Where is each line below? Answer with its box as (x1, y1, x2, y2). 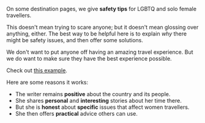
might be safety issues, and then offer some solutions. (6, 37, 144, 43)
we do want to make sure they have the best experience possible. (6, 55, 173, 62)
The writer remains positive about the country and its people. (15, 91, 171, 97)
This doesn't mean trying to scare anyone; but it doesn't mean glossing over (6, 24, 199, 31)
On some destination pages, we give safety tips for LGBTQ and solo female (6, 6, 197, 12)
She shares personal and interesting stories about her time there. (15, 97, 182, 104)
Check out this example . (6, 67, 67, 74)
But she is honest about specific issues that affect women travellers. (15, 103, 190, 111)
